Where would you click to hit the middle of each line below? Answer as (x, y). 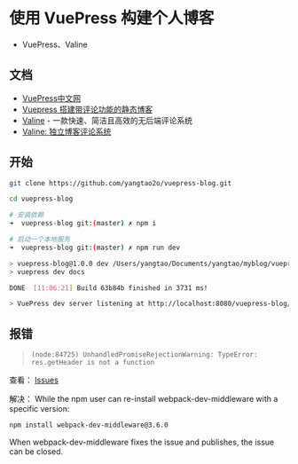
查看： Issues (34, 380)
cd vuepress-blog (41, 199)
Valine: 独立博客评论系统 (67, 131)
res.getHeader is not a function (93, 363)
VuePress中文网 (51, 98)
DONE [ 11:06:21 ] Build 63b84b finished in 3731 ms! (109, 288)
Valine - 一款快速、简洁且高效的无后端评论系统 (107, 120)
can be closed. (36, 452)
